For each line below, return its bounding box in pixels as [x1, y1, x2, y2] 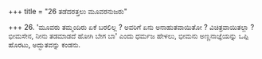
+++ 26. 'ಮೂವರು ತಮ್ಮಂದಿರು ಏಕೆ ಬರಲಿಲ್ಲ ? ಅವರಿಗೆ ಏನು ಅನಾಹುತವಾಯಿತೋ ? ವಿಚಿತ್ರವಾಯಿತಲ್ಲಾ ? [8, 23, 255, 31]
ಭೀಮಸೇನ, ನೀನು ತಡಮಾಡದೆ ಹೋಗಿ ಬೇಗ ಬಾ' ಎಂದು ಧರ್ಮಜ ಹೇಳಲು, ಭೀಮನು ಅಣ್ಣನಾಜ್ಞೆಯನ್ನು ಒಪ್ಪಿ [8, 31, 249, 40]
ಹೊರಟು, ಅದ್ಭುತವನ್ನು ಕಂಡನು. [8, 40, 81, 50]
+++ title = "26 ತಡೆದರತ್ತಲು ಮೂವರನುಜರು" [8, 7, 127, 16]
